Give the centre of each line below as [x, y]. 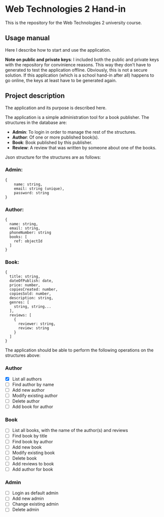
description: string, [32, 298]
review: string [34, 328]
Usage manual [27, 38]
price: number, [25, 285]
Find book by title [30, 436]
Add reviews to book [33, 463]
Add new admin [28, 499]
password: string [32, 193]
